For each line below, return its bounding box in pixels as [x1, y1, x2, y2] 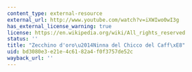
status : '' [7, 36, 38, 43]
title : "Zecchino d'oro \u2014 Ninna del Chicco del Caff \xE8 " [7, 42, 186, 49]
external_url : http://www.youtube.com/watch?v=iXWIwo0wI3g [7, 16, 180, 23]
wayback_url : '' [7, 55, 53, 62]
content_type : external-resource [7, 10, 103, 17]
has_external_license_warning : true [7, 23, 112, 29]
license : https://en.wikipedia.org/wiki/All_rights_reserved [7, 29, 186, 36]
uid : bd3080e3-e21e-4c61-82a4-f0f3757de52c [7, 49, 134, 56]
